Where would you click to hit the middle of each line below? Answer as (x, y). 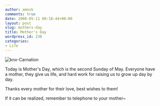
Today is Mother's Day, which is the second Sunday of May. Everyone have (80, 69)
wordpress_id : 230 (24, 37)
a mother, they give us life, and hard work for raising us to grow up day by (79, 74)
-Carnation (28, 59)
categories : (17, 41)
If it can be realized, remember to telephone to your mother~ (65, 98)
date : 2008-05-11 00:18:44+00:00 (39, 18)
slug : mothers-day (24, 28)
